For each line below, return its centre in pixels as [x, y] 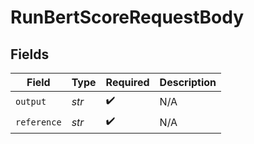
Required [127, 82]
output [31, 101]
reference [38, 122]
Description [188, 82]
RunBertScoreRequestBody [127, 17]
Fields [30, 54]
